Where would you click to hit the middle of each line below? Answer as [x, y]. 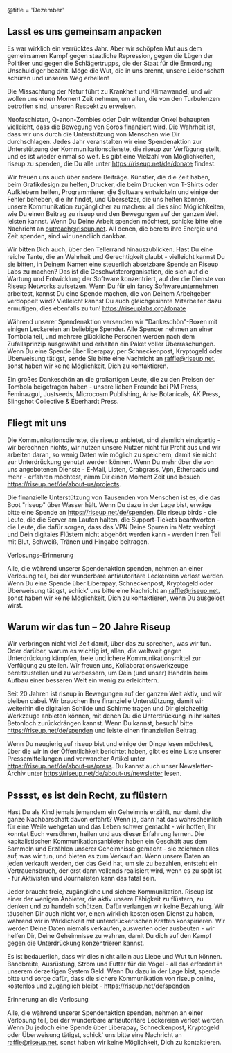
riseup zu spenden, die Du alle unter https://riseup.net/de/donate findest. [111, 163]
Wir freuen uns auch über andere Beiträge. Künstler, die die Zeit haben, [109, 177]
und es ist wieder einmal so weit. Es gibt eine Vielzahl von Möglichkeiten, [111, 156]
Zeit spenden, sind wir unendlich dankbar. [67, 236]
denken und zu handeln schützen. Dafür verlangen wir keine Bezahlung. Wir [116, 906]
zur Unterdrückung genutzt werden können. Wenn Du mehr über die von [111, 462]
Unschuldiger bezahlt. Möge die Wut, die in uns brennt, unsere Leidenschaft [116, 70]
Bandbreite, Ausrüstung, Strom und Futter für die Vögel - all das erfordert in [115, 964]
